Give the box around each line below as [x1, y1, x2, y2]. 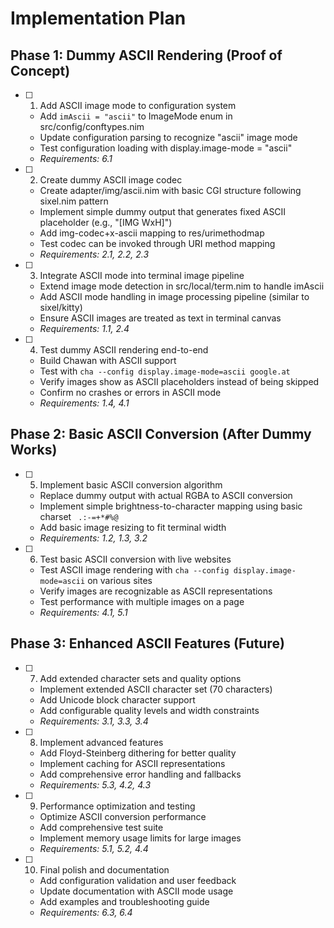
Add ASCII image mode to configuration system [39, 100, 237, 111]
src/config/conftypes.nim [39, 121, 145, 132]
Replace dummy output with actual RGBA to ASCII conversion [39, 489, 293, 501]
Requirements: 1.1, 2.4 [39, 323, 130, 334]
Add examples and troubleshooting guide [39, 895, 210, 907]
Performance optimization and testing [39, 800, 196, 812]
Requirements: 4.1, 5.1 [39, 606, 128, 618]
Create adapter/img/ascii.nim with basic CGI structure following [39, 185, 302, 196]
